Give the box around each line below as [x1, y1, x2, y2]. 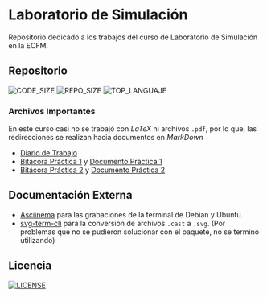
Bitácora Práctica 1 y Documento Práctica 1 [19, 157, 162, 167]
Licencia [8, 259, 52, 273]
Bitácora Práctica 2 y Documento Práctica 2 [19, 165, 166, 175]
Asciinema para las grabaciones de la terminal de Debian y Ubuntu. [19, 209, 244, 219]
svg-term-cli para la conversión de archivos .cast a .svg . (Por [19, 218, 226, 228]
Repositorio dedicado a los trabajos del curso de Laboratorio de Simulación [8, 32, 258, 42]
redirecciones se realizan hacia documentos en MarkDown [8, 133, 203, 142]
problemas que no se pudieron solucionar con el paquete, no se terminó [19, 227, 260, 237]
